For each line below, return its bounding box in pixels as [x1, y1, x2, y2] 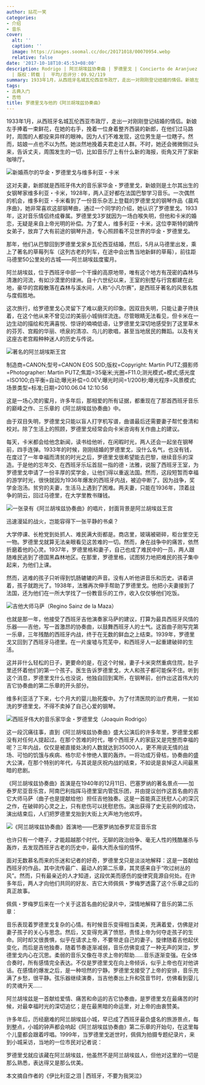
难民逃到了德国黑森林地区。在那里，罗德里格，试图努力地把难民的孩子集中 [11, 553, 199, 561]
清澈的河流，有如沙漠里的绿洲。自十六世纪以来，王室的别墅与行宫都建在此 [6, 276, 193, 283]
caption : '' [12, 43, 43, 49]
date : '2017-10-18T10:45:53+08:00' [6, 60, 97, 66]
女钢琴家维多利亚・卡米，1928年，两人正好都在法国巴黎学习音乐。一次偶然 [6, 189, 195, 196]
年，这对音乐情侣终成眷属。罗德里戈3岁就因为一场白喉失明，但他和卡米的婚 [6, 212, 197, 219]
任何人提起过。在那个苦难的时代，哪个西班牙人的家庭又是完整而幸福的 [22, 736, 199, 743]
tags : [6, 83, 20, 89]
